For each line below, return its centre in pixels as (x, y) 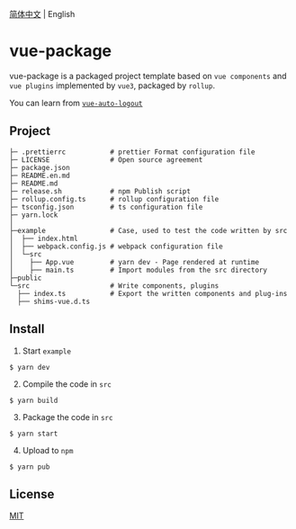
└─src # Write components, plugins (114, 286)
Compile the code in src (67, 384)
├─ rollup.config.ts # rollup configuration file (114, 199)
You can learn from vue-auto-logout (76, 103)
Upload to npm (48, 450)
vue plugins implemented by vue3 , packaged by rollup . (112, 85)
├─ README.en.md (40, 175)
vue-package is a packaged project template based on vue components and (148, 76)
